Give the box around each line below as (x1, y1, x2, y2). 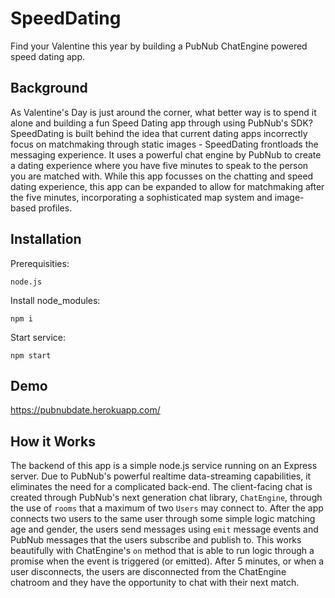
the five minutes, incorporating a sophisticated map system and (10, 191, 273, 203)
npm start (10, 350, 52, 361)
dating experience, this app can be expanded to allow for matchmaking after (10, 180, 325, 192)
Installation (10, 231, 82, 248)
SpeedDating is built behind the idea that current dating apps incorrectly (10, 127, 308, 139)
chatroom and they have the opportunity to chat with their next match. (10, 577, 300, 589)
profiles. (38, 202, 73, 214)
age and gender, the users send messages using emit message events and (10, 523, 319, 536)
